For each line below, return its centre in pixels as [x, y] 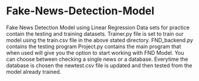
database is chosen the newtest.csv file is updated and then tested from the [99, 65]
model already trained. [34, 71]
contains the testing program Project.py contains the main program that [94, 46]
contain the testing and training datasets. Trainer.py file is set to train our [95, 33]
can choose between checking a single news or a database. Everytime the [97, 59]
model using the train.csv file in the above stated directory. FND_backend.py [100, 40]
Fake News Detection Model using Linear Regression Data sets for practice [98, 27]
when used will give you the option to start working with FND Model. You [95, 52]
